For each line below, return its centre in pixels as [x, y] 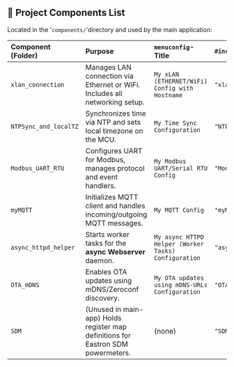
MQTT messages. [114, 223]
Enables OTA [106, 272]
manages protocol [115, 168]
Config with [174, 88]
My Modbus [170, 161]
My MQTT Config [179, 210]
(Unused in [103, 309]
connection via [109, 76]
